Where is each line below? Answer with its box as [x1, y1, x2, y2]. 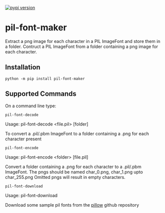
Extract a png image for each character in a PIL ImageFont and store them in [5, 38, 161, 44]
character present [5, 136, 42, 142]
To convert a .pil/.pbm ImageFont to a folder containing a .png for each [5, 130, 149, 136]
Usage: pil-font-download [5, 192, 58, 198]
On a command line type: [5, 103, 56, 109]
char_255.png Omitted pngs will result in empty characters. [5, 174, 126, 180]
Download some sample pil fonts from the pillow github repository [5, 202, 139, 208]
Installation [5, 63, 41, 72]
